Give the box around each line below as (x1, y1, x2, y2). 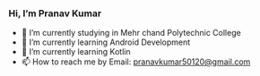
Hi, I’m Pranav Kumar (8, 7, 102, 20)
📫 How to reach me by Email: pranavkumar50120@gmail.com (21, 56, 251, 67)
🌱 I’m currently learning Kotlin (21, 46, 131, 57)
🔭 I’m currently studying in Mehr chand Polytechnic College (21, 28, 241, 38)
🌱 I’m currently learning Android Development (21, 37, 191, 47)
